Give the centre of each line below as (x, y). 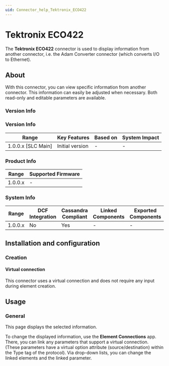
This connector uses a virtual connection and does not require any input (80, 281)
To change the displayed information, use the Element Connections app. (81, 337)
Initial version (73, 146)
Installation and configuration (53, 243)
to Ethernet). (18, 59)
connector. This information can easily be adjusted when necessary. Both (81, 93)
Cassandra (74, 211)
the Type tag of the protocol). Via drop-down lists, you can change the (78, 353)
